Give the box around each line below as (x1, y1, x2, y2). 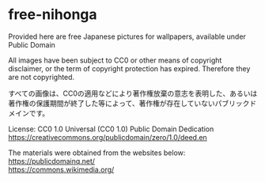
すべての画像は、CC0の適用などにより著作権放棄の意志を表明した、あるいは (8, 89, 258, 98)
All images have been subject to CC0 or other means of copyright (8, 55, 222, 65)
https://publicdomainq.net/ (8, 156, 96, 165)
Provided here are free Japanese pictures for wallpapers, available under (8, 32, 247, 41)
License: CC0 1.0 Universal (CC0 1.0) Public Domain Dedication (8, 124, 214, 134)
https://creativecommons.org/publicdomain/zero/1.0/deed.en (8, 132, 207, 142)
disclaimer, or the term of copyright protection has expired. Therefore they (8, 63, 251, 73)
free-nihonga (8, 6, 97, 24)
